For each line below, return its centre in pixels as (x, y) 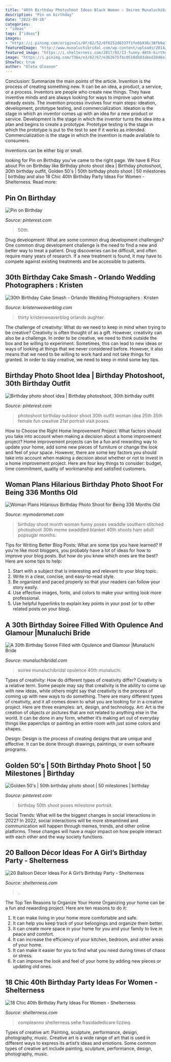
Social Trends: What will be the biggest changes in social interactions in (80, 815)
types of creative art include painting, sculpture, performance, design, (79, 1048)
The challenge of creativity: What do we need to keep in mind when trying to (85, 327)
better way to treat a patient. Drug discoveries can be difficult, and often (81, 250)
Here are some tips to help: (34, 561)
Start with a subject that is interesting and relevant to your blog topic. (85, 571)
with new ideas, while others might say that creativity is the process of (79, 691)
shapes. (13, 729)
